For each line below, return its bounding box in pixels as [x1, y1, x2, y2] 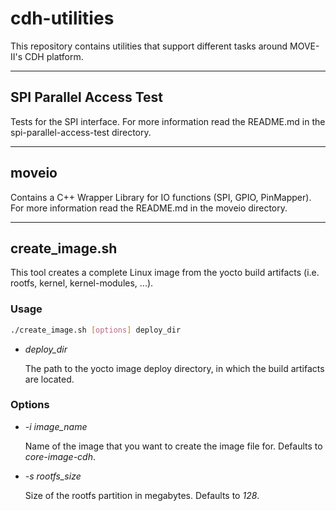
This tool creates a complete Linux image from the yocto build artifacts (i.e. [10, 267, 320, 279]
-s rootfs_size [24, 470, 82, 482]
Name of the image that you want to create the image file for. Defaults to [24, 440, 323, 452]
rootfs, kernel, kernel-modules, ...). [10, 277, 154, 289]
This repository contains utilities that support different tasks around [10, 40, 288, 52]
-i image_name [24, 420, 88, 432]
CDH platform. [24, 50, 84, 62]
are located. [24, 373, 75, 385]
